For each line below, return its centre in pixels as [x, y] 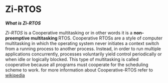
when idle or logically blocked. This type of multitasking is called [72, 59]
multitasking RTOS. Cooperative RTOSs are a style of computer [97, 38]
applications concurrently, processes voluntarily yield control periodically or [83, 54]
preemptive [18, 38]
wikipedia [15, 75]
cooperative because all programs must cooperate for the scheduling [77, 64]
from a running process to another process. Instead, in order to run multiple [83, 48]
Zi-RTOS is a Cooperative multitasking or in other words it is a [69, 32]
